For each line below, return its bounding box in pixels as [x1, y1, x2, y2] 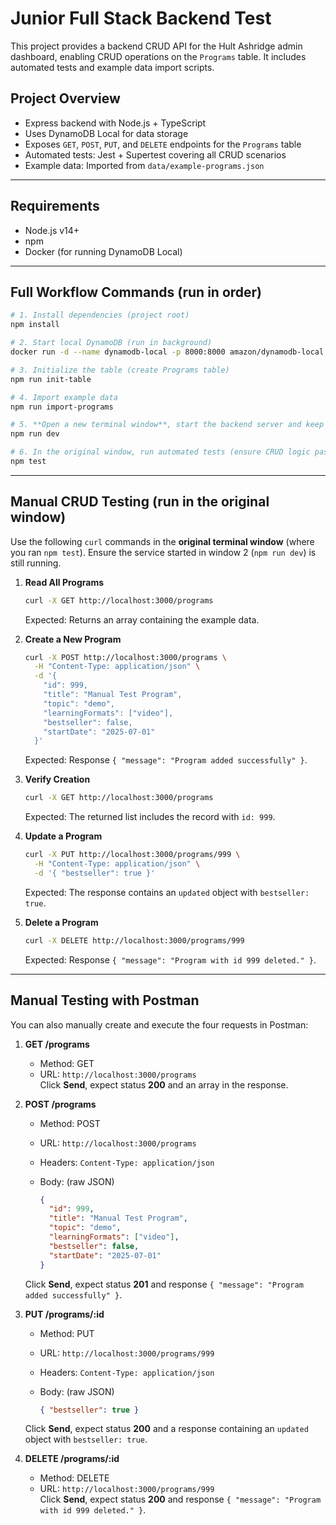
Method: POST [39, 1117, 101, 1129]
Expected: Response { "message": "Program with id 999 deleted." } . [24, 953, 317, 966]
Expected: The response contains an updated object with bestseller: [24, 886, 310, 898]
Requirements [10, 198, 100, 215]
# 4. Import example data [10, 392, 118, 402]
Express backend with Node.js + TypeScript [24, 117, 207, 129]
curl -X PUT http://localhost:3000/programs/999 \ [24, 850, 241, 860]
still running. [10, 557, 62, 569]
